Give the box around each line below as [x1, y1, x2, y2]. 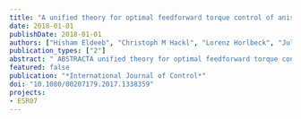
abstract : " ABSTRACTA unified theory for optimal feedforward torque [9, 55, 279, 64]
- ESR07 [9, 96, 39, 106]
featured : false [9, 64, 70, 72]
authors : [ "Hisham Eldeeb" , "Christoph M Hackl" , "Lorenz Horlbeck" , [9, 38, 275, 47]
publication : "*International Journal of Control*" [9, 72, 206, 81]
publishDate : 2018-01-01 [9, 30, 102, 38]
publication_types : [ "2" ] [9, 47, 106, 55]
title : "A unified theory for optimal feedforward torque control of [9, 13, 275, 22]
